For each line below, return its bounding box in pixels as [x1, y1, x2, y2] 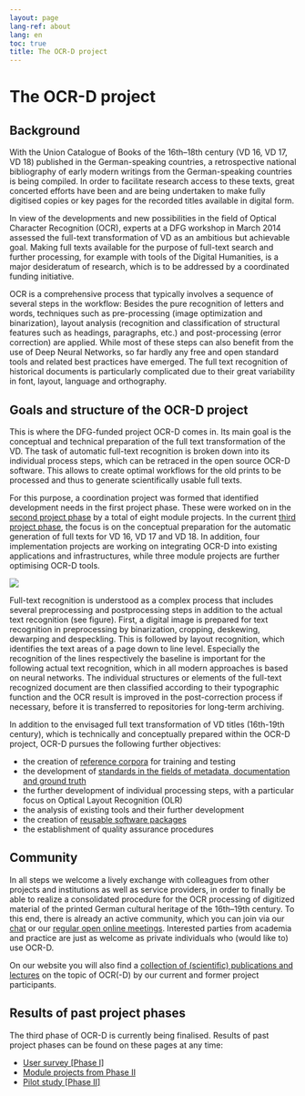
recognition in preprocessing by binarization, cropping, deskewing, [9, 623, 261, 634]
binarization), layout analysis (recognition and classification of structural [9, 318, 280, 329]
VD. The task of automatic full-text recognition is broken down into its [9, 446, 270, 456]
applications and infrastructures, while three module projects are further [9, 550, 280, 561]
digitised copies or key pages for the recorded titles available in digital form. [9, 195, 295, 206]
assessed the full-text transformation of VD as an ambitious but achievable [9, 232, 290, 243]
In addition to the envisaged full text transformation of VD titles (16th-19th [9, 719, 285, 730]
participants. [9, 978, 57, 989]
